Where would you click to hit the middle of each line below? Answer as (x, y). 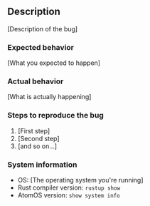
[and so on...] (37, 146)
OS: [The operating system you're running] (80, 180)
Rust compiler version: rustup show (69, 187)
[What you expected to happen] (54, 63)
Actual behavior (36, 81)
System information (42, 165)
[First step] (34, 130)
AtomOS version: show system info (69, 195)
